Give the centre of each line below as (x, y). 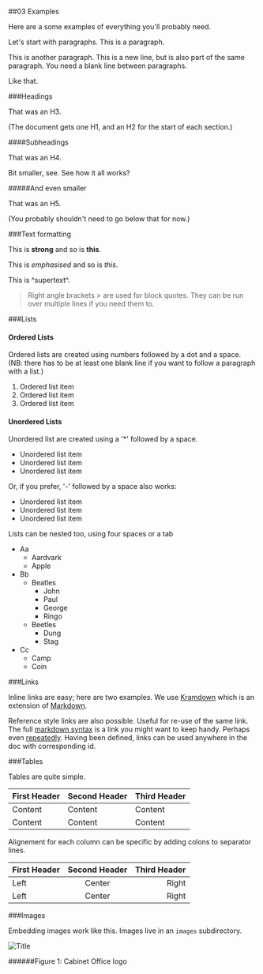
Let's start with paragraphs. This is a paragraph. (86, 42)
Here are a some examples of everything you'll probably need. (110, 26)
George (56, 608)
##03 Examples (34, 11)
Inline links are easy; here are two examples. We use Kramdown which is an (131, 698)
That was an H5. (35, 203)
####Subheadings (38, 142)
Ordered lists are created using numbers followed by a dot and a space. (125, 355)
